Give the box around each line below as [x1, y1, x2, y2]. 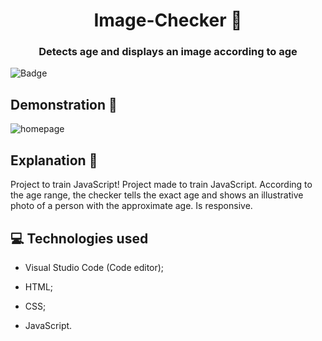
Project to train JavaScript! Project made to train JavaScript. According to [10, 179, 313, 191]
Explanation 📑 [10, 152, 98, 169]
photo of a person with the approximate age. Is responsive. [10, 200, 253, 212]
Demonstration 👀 [10, 96, 118, 113]
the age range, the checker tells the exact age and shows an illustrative [10, 189, 304, 201]
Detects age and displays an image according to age [38, 45, 298, 59]
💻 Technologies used [10, 230, 149, 247]
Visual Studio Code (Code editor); [24, 261, 165, 273]
